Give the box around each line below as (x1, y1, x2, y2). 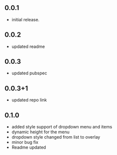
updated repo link (11, 97, 47, 103)
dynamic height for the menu (11, 129, 70, 135)
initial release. (11, 16, 40, 22)
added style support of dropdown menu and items (11, 124, 113, 130)
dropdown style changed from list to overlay (11, 134, 100, 140)
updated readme (11, 43, 45, 49)
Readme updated (11, 144, 47, 150)
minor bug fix (11, 140, 38, 145)
